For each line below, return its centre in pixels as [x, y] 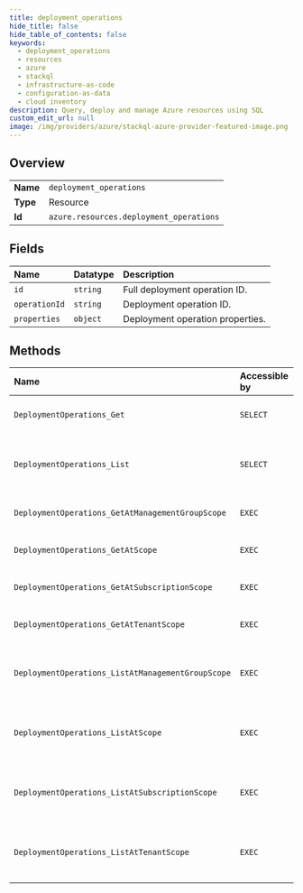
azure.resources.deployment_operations [134, 216]
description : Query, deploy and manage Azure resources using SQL [137, 110]
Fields [27, 249]
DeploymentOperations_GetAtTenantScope [99, 625]
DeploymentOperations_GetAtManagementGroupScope [120, 513]
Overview [37, 163]
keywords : [28, 43]
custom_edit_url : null [52, 118]
